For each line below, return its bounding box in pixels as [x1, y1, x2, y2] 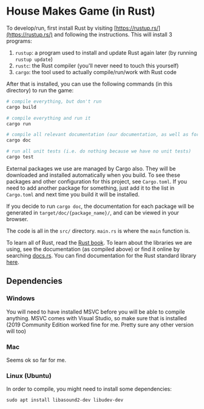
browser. [6, 215, 29, 222]
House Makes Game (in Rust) [6, 4, 156, 18]
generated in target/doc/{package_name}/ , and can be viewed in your [6, 208, 179, 216]
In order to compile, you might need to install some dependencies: [6, 385, 172, 393]
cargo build [6, 104, 36, 110]
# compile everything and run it [6, 115, 91, 121]
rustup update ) [15, 55, 53, 63]
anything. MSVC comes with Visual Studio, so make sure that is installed [6, 314, 187, 321]
